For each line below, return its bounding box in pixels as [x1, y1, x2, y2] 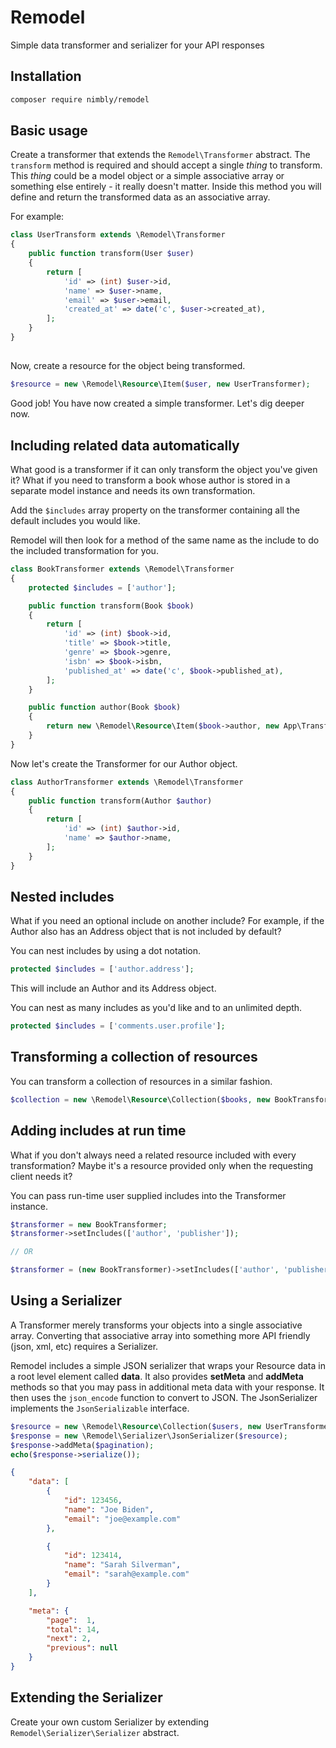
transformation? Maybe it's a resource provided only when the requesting [10, 1159, 314, 1171]
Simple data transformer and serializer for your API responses [10, 39, 265, 51]
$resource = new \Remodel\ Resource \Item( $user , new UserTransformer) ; [10, 379, 311, 390]
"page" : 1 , [46, 1615, 97, 1625]
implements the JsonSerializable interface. [10, 1402, 190, 1414]
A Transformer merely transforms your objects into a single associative [10, 1319, 303, 1331]
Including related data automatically [10, 437, 240, 454]
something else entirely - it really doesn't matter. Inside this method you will [10, 181, 322, 193]
